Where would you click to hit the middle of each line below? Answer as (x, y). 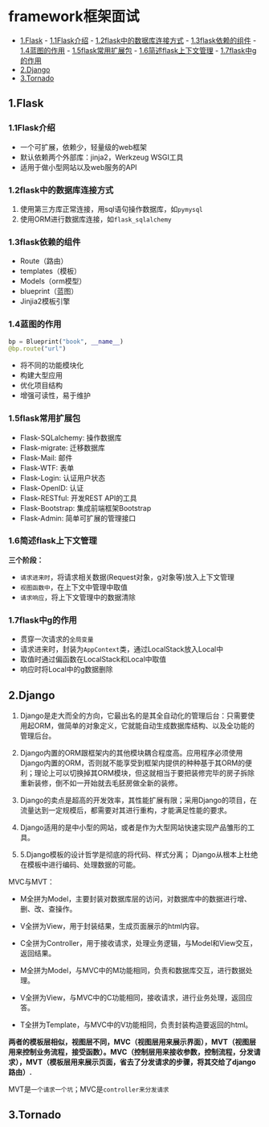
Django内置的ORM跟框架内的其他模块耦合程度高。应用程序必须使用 (131, 752)
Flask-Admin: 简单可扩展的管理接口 (78, 518)
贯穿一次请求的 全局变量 (57, 639)
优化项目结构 (41, 385)
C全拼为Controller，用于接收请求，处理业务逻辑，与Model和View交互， (138, 943)
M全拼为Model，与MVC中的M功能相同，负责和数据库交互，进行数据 (133, 970)
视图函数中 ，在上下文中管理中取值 (74, 587)
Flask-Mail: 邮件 (46, 458)
